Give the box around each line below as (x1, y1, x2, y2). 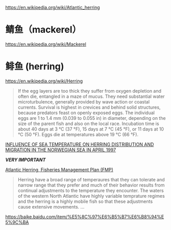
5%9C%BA (5, 219, 29, 225)
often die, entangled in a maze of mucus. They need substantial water (17, 93, 165, 99)
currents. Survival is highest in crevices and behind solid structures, (17, 104, 161, 110)
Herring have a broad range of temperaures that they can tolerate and (17, 176, 165, 182)
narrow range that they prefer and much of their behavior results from (17, 182, 165, 188)
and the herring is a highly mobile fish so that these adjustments (17, 198, 153, 204)
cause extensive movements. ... (17, 203, 85, 210)
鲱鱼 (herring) (5, 61, 64, 72)
